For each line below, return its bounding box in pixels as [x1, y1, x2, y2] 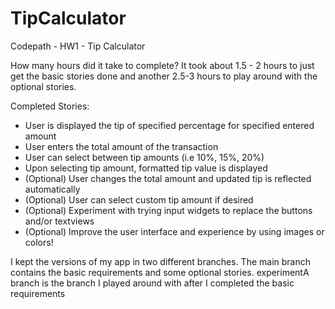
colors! [24, 236, 54, 248]
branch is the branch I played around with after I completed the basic [10, 277, 295, 289]
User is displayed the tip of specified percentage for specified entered [24, 119, 315, 131]
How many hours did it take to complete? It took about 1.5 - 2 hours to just [10, 59, 315, 71]
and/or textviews [24, 215, 95, 227]
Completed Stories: [10, 100, 90, 112]
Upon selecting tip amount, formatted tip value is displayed [24, 162, 268, 174]
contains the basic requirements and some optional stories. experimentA [10, 266, 310, 278]
